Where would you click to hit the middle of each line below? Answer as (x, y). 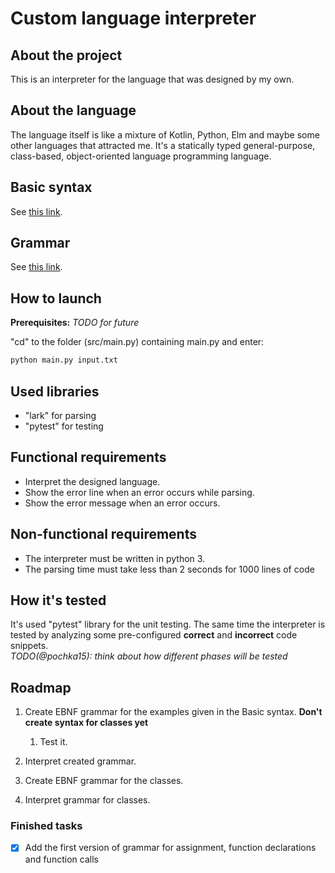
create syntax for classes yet (86, 723)
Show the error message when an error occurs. (122, 503)
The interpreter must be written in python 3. (115, 558)
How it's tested (58, 600)
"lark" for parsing (60, 415)
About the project (66, 55)
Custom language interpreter (133, 18)
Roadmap (41, 687)
